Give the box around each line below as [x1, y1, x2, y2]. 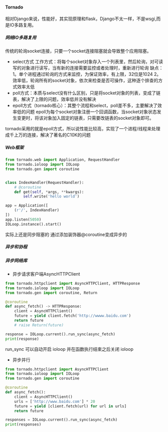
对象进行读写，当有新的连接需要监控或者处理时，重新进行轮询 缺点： [21, 65, 163, 71]
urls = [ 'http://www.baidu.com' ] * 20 [14, 399, 95, 404]
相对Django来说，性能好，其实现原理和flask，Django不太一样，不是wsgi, [5, 16, 156, 22]
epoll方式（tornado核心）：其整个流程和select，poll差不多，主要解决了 [12, 103, 158, 109]
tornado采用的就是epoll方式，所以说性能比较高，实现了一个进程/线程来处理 [5, 126, 160, 132]
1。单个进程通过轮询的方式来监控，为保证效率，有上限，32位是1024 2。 [12, 71, 161, 77]
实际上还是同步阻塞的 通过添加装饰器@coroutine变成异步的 [5, 231, 127, 238]
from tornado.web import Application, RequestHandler [5, 157, 120, 162]
